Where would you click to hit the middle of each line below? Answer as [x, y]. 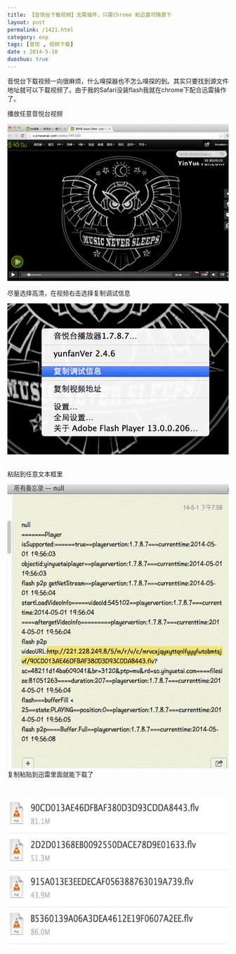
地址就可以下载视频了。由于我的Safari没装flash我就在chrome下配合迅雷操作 [117, 90]
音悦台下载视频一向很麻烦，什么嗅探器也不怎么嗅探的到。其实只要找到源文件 [118, 81]
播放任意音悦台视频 [35, 113]
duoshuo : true [28, 60]
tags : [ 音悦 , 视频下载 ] [40, 45]
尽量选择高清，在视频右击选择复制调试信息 [69, 293]
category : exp [28, 37]
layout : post [26, 22]
